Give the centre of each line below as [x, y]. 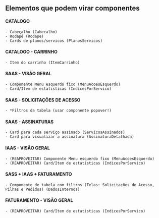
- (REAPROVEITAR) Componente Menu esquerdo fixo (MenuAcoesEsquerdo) [80, 158]
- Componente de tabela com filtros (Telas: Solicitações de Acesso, [80, 185]
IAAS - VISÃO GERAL [28, 148]
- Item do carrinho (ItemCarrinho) [43, 63]
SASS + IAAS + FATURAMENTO [39, 174]
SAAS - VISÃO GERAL [29, 74]
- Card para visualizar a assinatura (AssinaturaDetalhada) [70, 137]
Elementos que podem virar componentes [72, 8]
